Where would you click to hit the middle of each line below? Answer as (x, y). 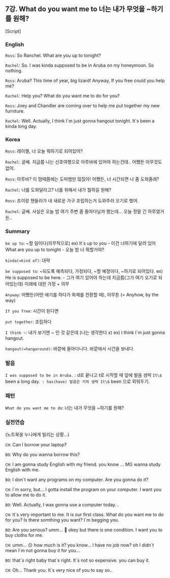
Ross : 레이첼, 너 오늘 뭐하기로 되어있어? (44, 151)
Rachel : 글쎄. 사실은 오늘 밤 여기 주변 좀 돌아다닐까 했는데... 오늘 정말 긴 (76, 211)
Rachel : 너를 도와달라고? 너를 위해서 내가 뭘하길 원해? (58, 190)
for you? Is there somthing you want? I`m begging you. (62, 520)
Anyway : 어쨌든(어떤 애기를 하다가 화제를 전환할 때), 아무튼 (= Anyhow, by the (82, 294)
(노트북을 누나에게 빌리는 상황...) (37, 434)
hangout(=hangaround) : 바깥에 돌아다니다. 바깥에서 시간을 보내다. (70, 348)
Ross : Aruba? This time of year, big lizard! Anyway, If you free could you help (85, 81)
